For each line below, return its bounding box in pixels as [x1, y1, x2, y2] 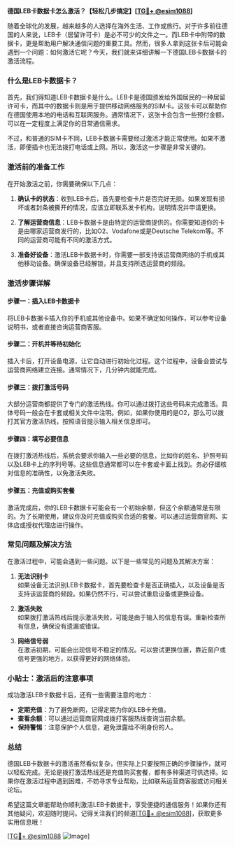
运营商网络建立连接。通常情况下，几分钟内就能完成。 [7, 365, 161, 374]
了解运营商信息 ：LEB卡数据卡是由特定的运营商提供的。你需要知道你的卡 [17, 218, 225, 226]
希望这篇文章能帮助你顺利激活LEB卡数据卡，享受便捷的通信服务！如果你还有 [7, 801, 227, 809]
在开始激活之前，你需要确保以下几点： [7, 179, 117, 188]
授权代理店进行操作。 [25, 521, 87, 529]
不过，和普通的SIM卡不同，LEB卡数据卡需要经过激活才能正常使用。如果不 [7, 134, 220, 143]
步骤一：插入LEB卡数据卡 [7, 297, 80, 305]
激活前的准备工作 [7, 162, 65, 172]
